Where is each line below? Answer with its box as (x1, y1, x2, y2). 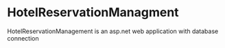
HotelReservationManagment (7, 5, 180, 20)
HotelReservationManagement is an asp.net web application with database (7, 27, 219, 35)
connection (7, 34, 39, 42)
